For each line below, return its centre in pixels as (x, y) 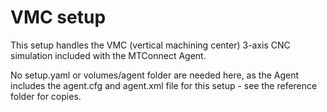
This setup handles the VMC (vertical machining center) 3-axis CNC (150, 45)
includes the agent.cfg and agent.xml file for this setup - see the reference (164, 85)
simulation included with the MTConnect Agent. (108, 55)
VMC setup (58, 17)
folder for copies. (46, 96)
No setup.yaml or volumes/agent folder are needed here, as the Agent (155, 75)
